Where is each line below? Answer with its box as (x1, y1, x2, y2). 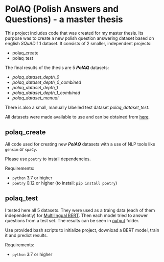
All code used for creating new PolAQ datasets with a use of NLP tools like (5, 141, 156, 147)
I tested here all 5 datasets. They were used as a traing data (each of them (5, 207, 155, 213)
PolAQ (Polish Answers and (5, 3, 119, 15)
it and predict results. (5, 232, 48, 238)
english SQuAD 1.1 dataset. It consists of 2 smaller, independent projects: (5, 40, 152, 46)
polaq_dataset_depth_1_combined (12, 90, 80, 95)
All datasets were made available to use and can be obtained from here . (5, 114, 150, 119)
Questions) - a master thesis (5, 14, 123, 25)
